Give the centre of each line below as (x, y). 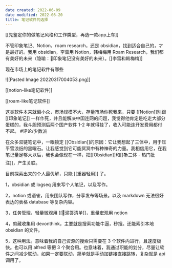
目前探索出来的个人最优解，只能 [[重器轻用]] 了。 (57, 174)
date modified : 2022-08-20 (34, 15)
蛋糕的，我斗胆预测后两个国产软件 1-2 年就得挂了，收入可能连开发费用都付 (84, 125)
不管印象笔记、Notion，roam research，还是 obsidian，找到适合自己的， (82, 46)
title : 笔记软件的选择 (27, 19)
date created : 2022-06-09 (33, 10)
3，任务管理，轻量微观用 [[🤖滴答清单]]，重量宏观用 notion (67, 213)
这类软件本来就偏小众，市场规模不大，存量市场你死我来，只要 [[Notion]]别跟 (86, 112)
